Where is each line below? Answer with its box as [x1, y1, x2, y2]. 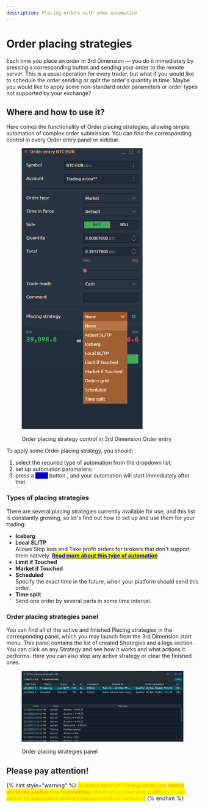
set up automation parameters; [15, 465, 93, 473]
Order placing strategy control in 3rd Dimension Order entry [21, 435, 172, 443]
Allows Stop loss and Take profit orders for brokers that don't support [15, 545, 190, 552]
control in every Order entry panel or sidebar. [6, 136, 120, 143]
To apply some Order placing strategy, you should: [6, 447, 134, 454]
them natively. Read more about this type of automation [15, 552, 158, 559]
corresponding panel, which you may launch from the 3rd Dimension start [6, 632, 192, 640]
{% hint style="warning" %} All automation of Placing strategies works [6, 782, 185, 789]
